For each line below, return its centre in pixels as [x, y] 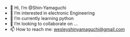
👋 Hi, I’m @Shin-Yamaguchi [38, 8]
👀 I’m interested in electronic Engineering [52, 13]
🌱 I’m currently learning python [42, 18]
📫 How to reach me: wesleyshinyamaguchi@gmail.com [67, 29]
